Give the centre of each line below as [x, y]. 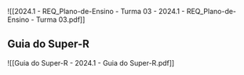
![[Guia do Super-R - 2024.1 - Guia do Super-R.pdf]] [91, 62]
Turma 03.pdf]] [60, 20]
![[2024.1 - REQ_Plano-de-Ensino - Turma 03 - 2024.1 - [96, 11]
